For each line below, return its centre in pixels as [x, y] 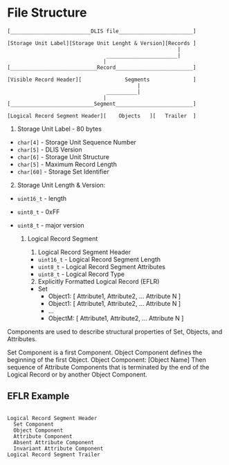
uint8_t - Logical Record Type [81, 274]
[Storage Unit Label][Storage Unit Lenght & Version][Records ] [102, 43]
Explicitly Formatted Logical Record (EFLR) [99, 281]
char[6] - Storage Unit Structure [63, 156]
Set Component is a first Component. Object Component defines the [105, 352]
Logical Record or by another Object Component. [77, 374]
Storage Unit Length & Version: [61, 185]
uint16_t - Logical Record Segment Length [99, 259]
